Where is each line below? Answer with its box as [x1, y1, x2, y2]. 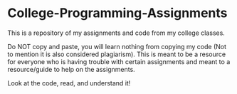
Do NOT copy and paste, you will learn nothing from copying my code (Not [7, 42, 226, 51]
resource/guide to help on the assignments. [7, 65, 135, 73]
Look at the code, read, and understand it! [7, 78, 131, 87]
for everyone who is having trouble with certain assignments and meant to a [7, 57, 231, 66]
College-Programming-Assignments [7, 5, 228, 21]
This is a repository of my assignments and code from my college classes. [7, 28, 226, 37]
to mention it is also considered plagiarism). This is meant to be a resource [7, 50, 226, 58]
